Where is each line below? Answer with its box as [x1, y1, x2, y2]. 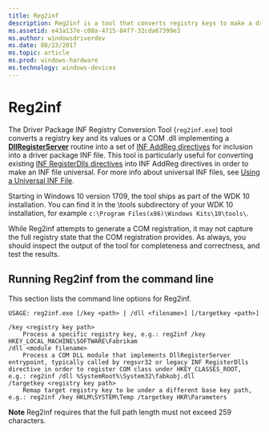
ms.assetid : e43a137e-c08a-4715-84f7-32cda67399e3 [8, 26, 181, 34]
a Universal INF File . [8, 175, 74, 185]
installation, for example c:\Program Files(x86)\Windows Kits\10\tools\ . [8, 208, 249, 218]
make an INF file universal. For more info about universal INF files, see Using [8, 167, 260, 177]
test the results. [8, 249, 60, 258]
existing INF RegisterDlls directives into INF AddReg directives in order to [8, 158, 249, 168]
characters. [8, 415, 46, 425]
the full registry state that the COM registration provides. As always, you [8, 232, 247, 242]
